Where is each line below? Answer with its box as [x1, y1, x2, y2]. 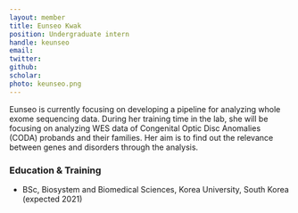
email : [9, 46, 34, 55]
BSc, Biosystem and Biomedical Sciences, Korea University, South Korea [21, 184, 290, 194]
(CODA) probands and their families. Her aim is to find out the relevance [9, 132, 274, 143]
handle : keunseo [9, 37, 70, 47]
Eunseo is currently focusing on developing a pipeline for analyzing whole [9, 103, 281, 114]
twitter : [9, 54, 42, 63]
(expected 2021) [21, 193, 83, 204]
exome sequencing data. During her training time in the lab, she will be [9, 113, 269, 124]
